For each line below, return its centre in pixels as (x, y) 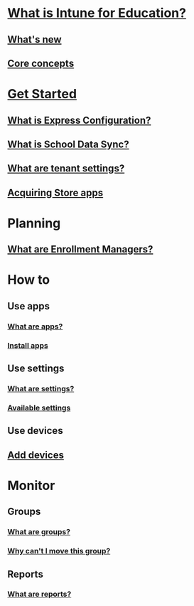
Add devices (36, 455)
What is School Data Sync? (68, 144)
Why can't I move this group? (59, 551)
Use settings (36, 369)
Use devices (35, 431)
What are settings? (41, 389)
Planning (34, 223)
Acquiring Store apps (55, 192)
